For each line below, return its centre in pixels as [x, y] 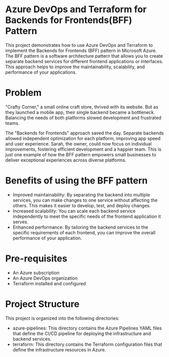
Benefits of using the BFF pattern [76, 181]
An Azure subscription [36, 272]
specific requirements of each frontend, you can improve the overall [84, 232]
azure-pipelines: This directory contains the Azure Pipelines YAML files [87, 328]
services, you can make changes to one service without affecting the [85, 200]
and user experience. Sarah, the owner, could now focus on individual [78, 144]
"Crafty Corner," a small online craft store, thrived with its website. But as [82, 107]
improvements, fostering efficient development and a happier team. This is [83, 149]
